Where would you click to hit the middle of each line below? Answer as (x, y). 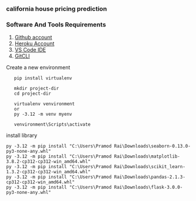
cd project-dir (32, 94)
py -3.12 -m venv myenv (43, 114)
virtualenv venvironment (44, 104)
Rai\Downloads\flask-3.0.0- (148, 187)
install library (22, 135)
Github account (33, 38)
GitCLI (22, 56)
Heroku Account (34, 43)
